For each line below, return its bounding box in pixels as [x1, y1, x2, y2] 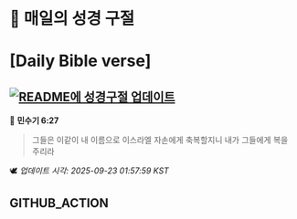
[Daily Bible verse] [9, 51, 152, 71]
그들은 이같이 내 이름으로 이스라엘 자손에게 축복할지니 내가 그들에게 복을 [31, 134, 289, 146]
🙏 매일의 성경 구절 [9, 8, 135, 29]
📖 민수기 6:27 [9, 115, 59, 126]
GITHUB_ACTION [9, 195, 110, 211]
